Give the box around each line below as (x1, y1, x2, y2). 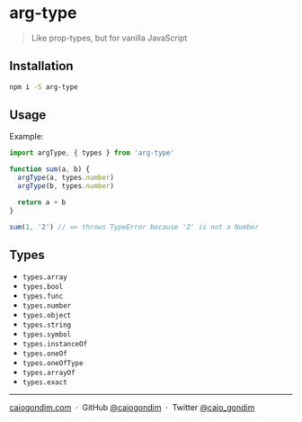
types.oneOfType (22, 359, 84, 368)
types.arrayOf (22, 368, 75, 378)
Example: (9, 131, 44, 142)
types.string (22, 320, 72, 330)
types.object (22, 311, 72, 320)
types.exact (22, 378, 67, 387)
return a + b (17, 197, 67, 207)
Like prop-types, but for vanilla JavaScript (31, 32, 188, 43)
